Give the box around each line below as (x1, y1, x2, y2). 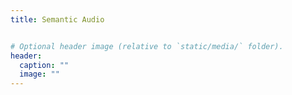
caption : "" (19, 60, 70, 70)
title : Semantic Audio (10, 14, 105, 25)
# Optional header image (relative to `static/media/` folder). (10, 41, 284, 51)
